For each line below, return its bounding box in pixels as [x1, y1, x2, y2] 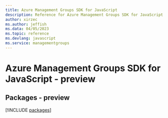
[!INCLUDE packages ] [5, 107, 52, 113]
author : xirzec [5, 17, 38, 22]
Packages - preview [5, 94, 70, 102]
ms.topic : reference [5, 31, 50, 36]
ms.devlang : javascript [5, 36, 56, 41]
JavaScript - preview [5, 73, 96, 84]
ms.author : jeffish [5, 21, 47, 27]
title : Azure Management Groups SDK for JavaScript [5, 7, 117, 13]
